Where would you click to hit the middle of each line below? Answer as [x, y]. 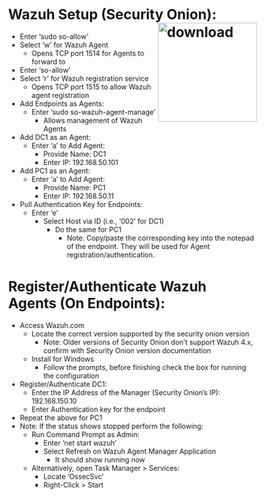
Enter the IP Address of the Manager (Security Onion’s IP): [126, 392]
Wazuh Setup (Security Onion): [112, 15]
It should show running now [100, 459]
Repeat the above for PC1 [61, 417]
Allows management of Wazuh [93, 120]
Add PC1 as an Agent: [55, 171]
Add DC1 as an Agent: [55, 137]
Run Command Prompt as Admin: [85, 434]
